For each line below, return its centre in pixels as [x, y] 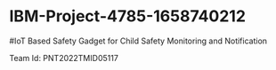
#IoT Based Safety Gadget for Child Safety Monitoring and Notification [138, 41]
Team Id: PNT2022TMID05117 [64, 58]
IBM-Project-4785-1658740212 [128, 16]
